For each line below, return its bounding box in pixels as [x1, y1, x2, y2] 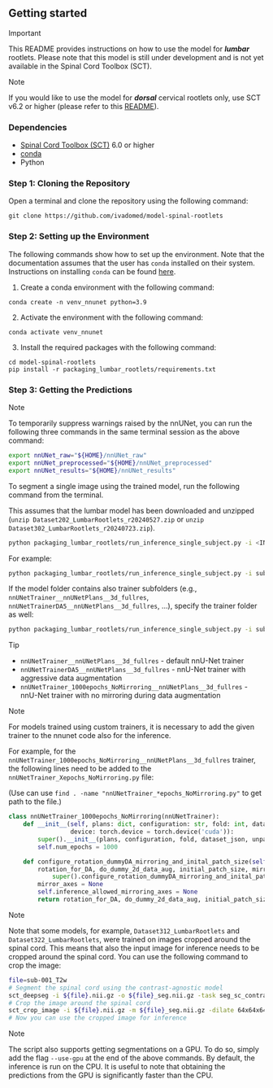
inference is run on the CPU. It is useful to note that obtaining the [8, 1062, 226, 1072]
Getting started [8, 7, 88, 20]
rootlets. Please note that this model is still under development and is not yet [8, 52, 264, 62]
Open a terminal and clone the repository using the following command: [8, 196, 249, 206]
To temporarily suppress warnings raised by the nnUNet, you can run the [8, 418, 253, 428]
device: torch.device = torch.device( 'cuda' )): [70, 828, 234, 836]
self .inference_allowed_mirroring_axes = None [37, 888, 198, 896]
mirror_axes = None [37, 880, 104, 889]
